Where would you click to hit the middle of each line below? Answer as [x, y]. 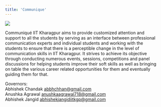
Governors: [16, 84]
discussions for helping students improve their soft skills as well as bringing [81, 64]
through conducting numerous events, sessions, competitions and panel [77, 59]
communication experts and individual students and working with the [74, 43]
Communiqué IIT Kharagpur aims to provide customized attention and [75, 33]
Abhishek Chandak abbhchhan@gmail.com [48, 89]
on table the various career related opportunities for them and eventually [78, 69]
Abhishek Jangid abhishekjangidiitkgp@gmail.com [55, 99]
